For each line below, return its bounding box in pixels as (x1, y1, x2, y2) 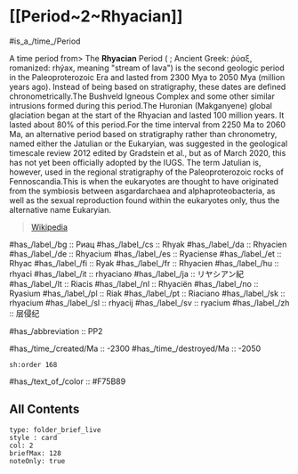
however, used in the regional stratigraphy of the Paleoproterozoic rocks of (9, 167, 285, 177)
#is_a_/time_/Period (9, 36, 81, 46)
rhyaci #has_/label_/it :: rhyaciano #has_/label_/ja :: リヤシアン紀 (9, 268, 245, 279)
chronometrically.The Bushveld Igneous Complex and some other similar (9, 91, 276, 102)
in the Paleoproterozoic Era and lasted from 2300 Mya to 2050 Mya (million (9, 71, 286, 82)
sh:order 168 (9, 360, 58, 369)
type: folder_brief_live (9, 425, 101, 434)
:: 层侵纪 (9, 307, 40, 318)
